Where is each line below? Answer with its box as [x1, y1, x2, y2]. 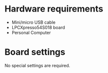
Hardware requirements [4, 3, 104, 15]
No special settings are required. [4, 62, 70, 68]
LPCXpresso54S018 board [11, 24, 65, 30]
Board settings [4, 47, 65, 58]
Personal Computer [11, 29, 51, 35]
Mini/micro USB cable [11, 19, 56, 25]
